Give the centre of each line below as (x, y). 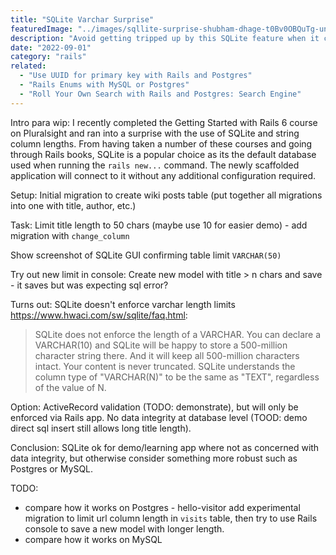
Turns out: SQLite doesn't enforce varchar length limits (123, 304)
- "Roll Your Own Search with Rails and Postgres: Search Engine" (160, 94)
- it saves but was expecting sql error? (89, 285)
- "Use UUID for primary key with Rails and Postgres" (136, 76)
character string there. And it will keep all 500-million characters (167, 355)
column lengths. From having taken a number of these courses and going (161, 143)
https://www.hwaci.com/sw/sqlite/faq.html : (99, 315)
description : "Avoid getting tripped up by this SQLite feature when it (165, 38)
